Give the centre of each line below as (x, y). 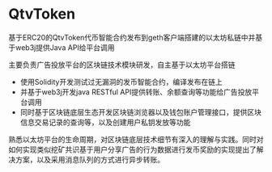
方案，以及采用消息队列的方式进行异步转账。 (89, 159)
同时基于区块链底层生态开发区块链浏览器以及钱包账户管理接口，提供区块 (140, 112)
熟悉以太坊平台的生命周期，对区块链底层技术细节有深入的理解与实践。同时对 (136, 139)
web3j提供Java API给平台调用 (65, 47)
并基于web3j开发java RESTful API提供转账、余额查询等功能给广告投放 (136, 92)
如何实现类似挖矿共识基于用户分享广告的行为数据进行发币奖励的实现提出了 (132, 149)
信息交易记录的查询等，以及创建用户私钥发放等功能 (105, 122)
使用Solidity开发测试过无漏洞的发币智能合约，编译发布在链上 (121, 82)
